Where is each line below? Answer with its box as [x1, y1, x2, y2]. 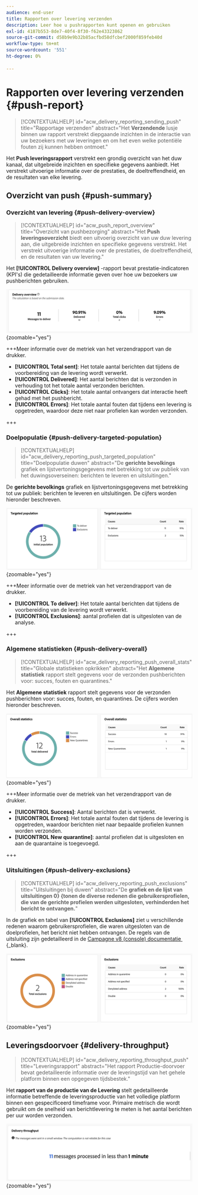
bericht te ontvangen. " [20, 905, 78, 912]
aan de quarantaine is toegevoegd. [14, 840, 100, 847]
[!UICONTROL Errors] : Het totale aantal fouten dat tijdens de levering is [14, 815, 189, 822]
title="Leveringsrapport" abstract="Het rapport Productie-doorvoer [20, 1062, 185, 1069]
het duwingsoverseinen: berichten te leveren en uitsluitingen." [20, 472, 171, 479]
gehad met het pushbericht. [14, 394, 83, 401]
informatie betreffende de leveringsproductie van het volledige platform [6, 1093, 180, 1100]
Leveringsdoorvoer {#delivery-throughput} [6, 1040, 170, 1051]
